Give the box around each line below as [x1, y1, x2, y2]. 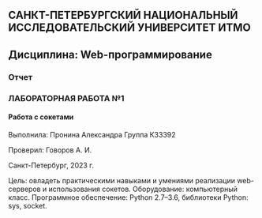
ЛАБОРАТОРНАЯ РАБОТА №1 [8, 92, 125, 103]
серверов [8, 184, 41, 194]
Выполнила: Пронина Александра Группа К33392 [8, 130, 176, 139]
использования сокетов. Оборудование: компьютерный [48, 184, 238, 194]
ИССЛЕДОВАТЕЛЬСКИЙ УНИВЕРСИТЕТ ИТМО [8, 21, 251, 35]
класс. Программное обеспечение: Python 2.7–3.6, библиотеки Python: [8, 192, 249, 202]
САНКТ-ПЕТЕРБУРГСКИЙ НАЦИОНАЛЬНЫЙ [8, 9, 238, 22]
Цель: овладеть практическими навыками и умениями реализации [8, 175, 235, 185]
